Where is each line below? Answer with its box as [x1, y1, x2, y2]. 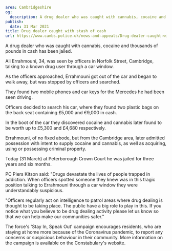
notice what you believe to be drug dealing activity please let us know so [5, 208, 159, 215]
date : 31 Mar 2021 [10, 24, 50, 29]
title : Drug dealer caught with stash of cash [5, 29, 106, 34]
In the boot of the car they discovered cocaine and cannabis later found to [5, 119, 162, 126]
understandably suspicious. [5, 187, 64, 194]
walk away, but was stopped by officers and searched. [5, 79, 121, 85]
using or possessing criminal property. [5, 146, 87, 152]
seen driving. [5, 94, 33, 100]
